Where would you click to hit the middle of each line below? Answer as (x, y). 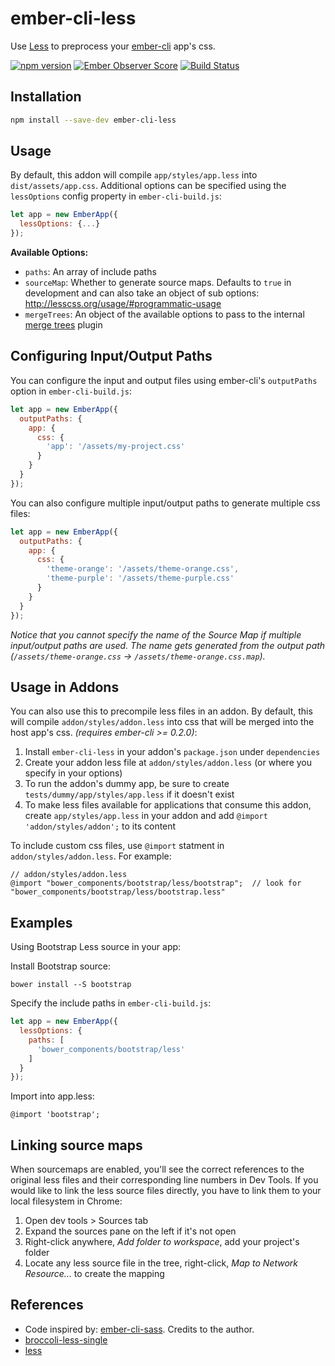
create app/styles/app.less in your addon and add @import (146, 816)
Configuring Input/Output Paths (111, 356)
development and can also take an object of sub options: (142, 293)
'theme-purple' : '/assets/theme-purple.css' (140, 578)
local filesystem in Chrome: (66, 1201)
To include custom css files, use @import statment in (117, 846)
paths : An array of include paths (90, 272)
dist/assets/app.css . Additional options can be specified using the (148, 186)
